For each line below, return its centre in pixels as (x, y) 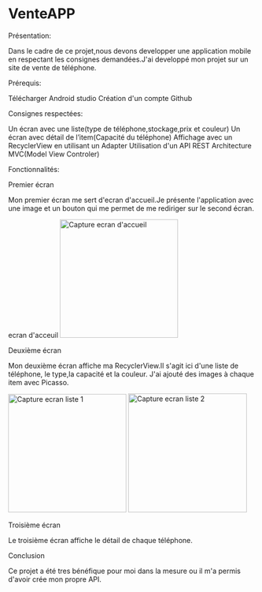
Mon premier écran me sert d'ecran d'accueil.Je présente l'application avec (131, 200)
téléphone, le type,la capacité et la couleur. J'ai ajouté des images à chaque (131, 374)
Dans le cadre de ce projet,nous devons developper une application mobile (130, 51)
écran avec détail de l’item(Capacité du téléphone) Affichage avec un (120, 137)
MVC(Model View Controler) (54, 154)
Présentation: (30, 36)
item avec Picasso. (39, 382)
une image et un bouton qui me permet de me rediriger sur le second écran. (131, 208)
